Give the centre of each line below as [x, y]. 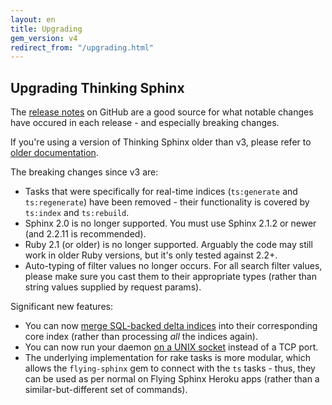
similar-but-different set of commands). [106, 390]
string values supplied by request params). [113, 287]
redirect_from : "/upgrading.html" [82, 47]
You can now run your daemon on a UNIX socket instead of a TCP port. [171, 347]
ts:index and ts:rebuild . [77, 213]
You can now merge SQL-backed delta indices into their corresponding [171, 326]
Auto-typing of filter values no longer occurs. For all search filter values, [173, 266]
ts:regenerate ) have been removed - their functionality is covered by [167, 202]
